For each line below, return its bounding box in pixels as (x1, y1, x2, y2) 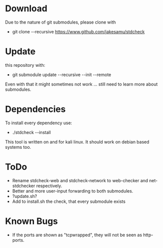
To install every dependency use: (5, 120, 72, 126)
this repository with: (5, 62, 46, 68)
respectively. (36, 183, 62, 189)
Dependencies (5, 104, 66, 115)
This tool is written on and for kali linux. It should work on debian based (5, 138, 150, 145)
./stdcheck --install (12, 129, 51, 135)
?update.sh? (12, 193, 37, 199)
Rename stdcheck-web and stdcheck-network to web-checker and (12, 177, 148, 183)
